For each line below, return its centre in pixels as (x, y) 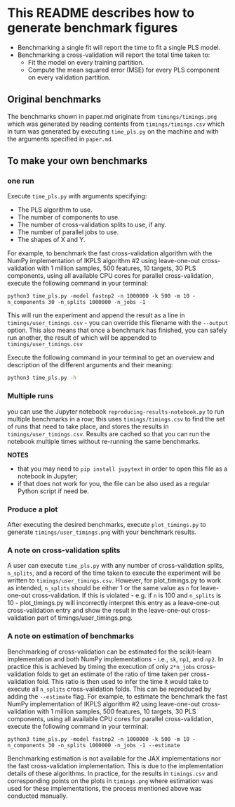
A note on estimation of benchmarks (71, 636)
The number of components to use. (69, 217)
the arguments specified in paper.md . (60, 139)
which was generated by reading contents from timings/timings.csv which (116, 124)
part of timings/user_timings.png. (85, 618)
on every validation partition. (69, 77)
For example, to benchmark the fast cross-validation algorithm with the (110, 253)
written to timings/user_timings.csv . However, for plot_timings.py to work (114, 580)
